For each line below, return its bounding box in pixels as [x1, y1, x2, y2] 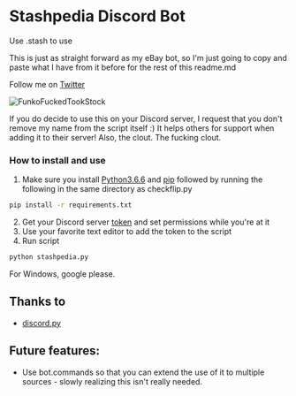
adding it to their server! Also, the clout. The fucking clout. [9, 132, 222, 142]
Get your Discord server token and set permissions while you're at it [21, 217, 270, 227]
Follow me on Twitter [9, 79, 86, 89]
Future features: [9, 343, 100, 359]
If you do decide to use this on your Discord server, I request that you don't [9, 113, 283, 124]
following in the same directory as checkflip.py [21, 184, 193, 194]
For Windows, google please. [9, 268, 116, 279]
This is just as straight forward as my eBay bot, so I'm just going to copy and [9, 52, 287, 63]
